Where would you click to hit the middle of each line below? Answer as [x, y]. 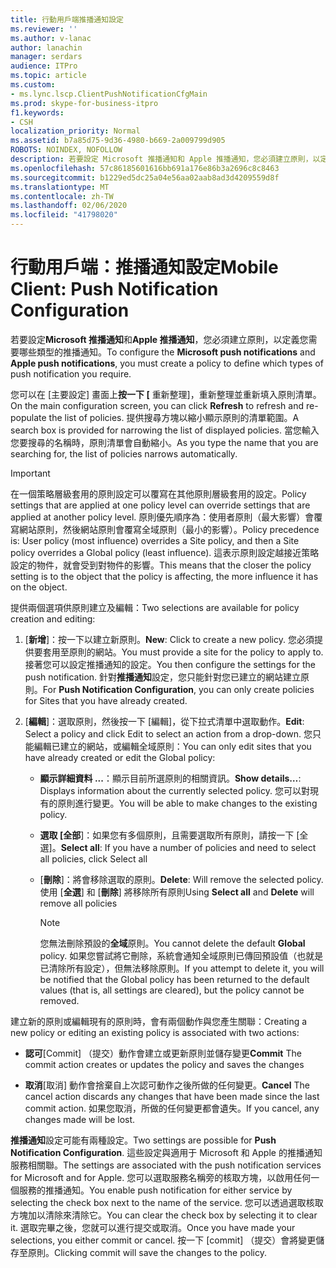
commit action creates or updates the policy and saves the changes [164, 1064]
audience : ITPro [44, 66]
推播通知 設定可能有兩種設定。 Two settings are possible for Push [143, 1140]
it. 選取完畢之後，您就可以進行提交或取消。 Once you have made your [153, 1227]
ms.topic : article [48, 76]
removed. [59, 1000]
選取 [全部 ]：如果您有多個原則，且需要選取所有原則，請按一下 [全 [174, 835]
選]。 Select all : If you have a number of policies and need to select [178, 847]
